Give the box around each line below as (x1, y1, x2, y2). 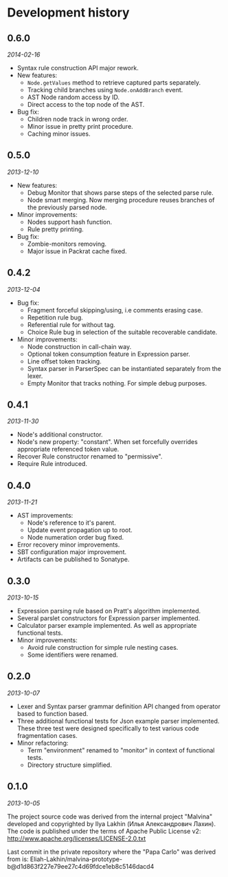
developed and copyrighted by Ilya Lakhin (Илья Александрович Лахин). (7, 819, 216, 827)
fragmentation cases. (16, 731, 78, 739)
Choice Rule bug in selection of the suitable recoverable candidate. (27, 328, 218, 336)
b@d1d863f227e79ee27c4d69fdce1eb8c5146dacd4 (7, 862, 155, 870)
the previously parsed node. (27, 203, 107, 211)
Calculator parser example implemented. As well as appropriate (16, 622, 197, 630)
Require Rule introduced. (16, 460, 88, 468)
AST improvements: (16, 511, 73, 520)
